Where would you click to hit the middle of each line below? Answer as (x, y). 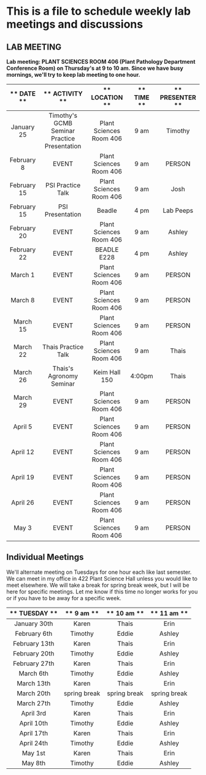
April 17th (34, 733)
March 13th (34, 683)
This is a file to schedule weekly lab (99, 11)
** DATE (23, 94)
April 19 (23, 477)
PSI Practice (63, 185)
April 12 (23, 452)
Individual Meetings (45, 557)
